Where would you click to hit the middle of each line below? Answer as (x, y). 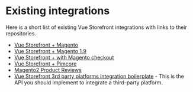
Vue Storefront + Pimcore (45, 64)
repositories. (21, 33)
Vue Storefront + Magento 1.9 (50, 51)
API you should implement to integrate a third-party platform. (89, 82)
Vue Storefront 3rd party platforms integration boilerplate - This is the (99, 76)
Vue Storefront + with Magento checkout (64, 57)
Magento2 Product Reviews (48, 70)
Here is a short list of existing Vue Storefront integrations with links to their (96, 27)
